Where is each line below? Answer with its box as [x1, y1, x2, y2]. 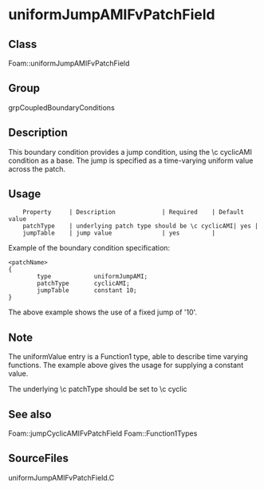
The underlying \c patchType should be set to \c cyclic [8, 385, 187, 394]
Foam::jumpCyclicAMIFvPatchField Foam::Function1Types [8, 429, 198, 438]
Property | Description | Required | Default [22, 208, 245, 216]
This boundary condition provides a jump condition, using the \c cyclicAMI [8, 147, 253, 156]
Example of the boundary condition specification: [8, 243, 170, 253]
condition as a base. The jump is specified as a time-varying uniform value [8, 156, 254, 165]
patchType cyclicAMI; [37, 279, 130, 288]
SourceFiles [8, 452, 69, 465]
